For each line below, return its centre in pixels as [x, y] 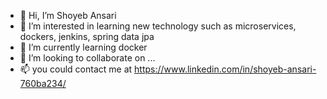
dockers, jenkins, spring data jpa [87, 36]
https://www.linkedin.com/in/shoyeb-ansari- [225, 69]
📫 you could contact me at [76, 69]
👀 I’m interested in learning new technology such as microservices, [158, 26]
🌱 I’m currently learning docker [83, 47]
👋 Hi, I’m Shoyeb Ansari [68, 15]
